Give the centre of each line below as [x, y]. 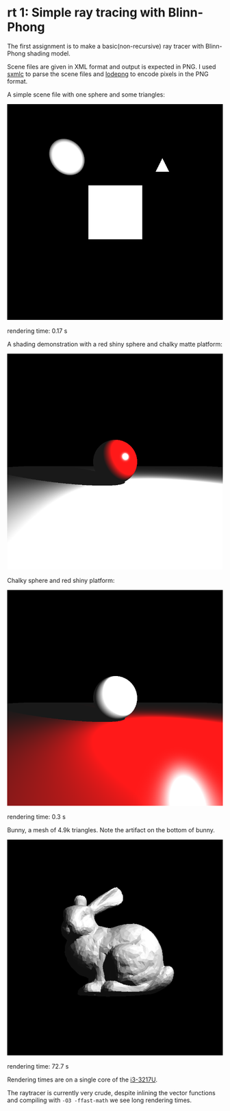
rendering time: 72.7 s [38, 1066]
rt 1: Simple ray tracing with [86, 13]
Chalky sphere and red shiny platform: [61, 580]
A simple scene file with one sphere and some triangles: [86, 95]
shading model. [49, 53]
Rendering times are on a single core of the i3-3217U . [82, 1079]
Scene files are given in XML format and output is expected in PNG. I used [112, 66]
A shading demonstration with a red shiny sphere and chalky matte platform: [115, 344]
